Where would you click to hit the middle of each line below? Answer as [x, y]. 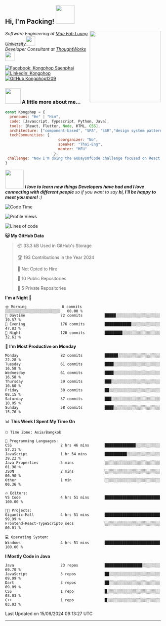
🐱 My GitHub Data [25, 236]
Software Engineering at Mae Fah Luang [46, 33]
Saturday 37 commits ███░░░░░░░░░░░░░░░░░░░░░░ [83, 399]
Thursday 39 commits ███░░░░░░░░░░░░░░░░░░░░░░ [83, 381]
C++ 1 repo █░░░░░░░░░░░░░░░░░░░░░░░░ [83, 600]
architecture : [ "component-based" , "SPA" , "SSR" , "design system [77, 130]
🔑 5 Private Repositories [42, 288]
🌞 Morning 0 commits [44, 307]
